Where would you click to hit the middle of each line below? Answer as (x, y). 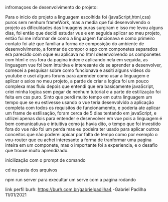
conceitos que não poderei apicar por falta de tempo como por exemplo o (81, 134)
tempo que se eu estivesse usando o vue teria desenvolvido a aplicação (80, 102)
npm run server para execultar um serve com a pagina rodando (71, 180)
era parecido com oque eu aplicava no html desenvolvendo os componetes (83, 54)
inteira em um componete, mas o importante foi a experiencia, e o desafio (81, 145)
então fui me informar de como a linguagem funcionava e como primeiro (80, 38)
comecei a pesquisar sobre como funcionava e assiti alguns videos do (78, 70)
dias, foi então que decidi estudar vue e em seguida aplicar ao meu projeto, (83, 33)
